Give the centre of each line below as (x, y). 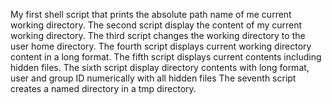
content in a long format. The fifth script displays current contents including (166, 57)
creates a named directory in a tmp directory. (103, 88)
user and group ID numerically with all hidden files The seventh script (153, 78)
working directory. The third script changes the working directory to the (158, 35)
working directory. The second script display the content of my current (156, 25)
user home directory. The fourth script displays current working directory (161, 46)
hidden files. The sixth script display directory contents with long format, (160, 67)
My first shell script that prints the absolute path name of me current (151, 14)
